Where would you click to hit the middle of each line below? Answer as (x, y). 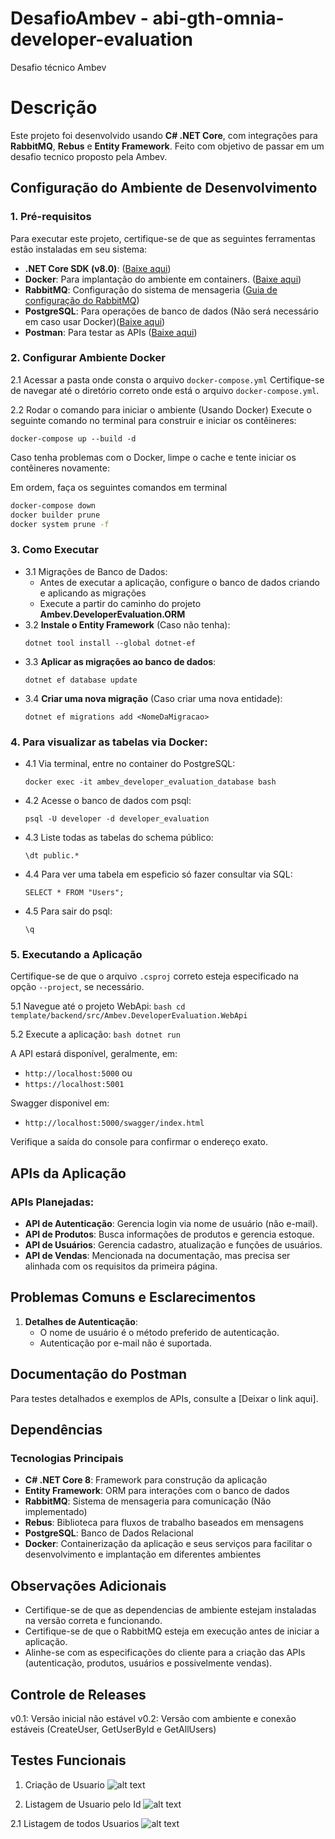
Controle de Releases (78, 1694)
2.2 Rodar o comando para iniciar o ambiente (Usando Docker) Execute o (161, 409)
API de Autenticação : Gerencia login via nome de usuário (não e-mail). (171, 1224)
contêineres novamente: (60, 468)
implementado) (56, 1512)
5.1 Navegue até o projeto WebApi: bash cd (98, 1006)
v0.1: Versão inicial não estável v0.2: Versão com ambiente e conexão (153, 1718)
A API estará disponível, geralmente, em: (94, 1054)
